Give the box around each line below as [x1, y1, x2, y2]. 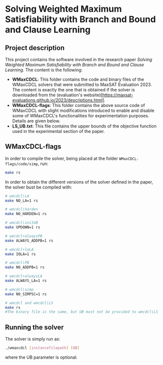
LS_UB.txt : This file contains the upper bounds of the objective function [12, 123, 157, 129]
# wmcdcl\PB [5, 260, 29, 265]
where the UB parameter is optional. [5, 354, 78, 360]
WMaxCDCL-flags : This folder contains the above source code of [12, 103, 145, 108]
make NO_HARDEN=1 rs [5, 212, 47, 216]
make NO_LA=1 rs [5, 198, 38, 203]
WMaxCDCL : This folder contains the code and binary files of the [12, 77, 144, 82]
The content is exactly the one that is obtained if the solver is [12, 87, 135, 92]
